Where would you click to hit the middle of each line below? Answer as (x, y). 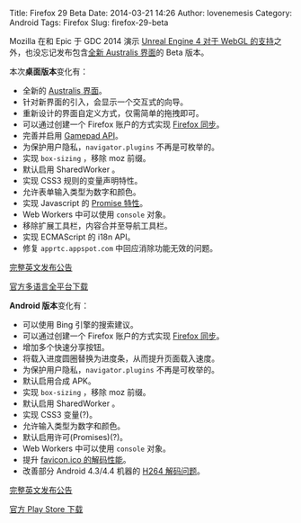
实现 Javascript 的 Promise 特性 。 (85, 203)
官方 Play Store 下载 (46, 509)
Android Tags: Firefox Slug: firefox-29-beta (89, 23)
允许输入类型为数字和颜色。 (74, 426)
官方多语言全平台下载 (49, 286)
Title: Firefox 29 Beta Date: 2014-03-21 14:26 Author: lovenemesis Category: (151, 13)
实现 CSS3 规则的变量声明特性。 (82, 180)
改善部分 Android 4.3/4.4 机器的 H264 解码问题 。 (113, 471)
